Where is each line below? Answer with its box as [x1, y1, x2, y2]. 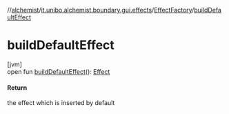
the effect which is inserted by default [7, 99, 115, 107]
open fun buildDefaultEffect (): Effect [7, 67, 110, 75]
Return [7, 83, 28, 92]
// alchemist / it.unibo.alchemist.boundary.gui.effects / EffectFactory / [7, 6, 195, 14]
